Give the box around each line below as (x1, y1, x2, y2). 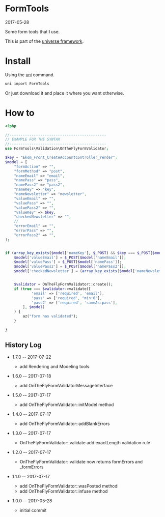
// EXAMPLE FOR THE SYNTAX (5, 137, 60, 142)
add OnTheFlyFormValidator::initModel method (19, 402, 114, 407)
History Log (5, 341, 42, 349)
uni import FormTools (5, 81, 50, 86)
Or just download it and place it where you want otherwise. (5, 90, 124, 96)
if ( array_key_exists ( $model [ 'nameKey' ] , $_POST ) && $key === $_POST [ (5, 250, 153, 256)
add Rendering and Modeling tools (19, 363, 90, 369)
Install (5, 56, 31, 67)
